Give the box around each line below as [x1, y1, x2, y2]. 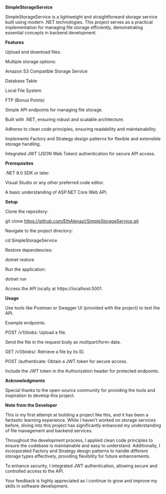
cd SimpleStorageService [5, 237, 58, 243]
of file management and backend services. [5, 428, 93, 433]
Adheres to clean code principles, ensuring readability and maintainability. [5, 126, 157, 132]
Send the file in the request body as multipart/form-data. [5, 339, 121, 345]
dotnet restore [5, 257, 35, 263]
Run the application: [5, 266, 46, 272]
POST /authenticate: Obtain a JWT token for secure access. [5, 358, 128, 364]
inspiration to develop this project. [5, 393, 75, 398]
